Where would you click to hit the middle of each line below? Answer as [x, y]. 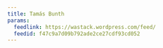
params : [19, 20]
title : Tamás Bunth [36, 14]
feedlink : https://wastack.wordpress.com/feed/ [85, 27]
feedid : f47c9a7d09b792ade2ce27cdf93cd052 [77, 34]
